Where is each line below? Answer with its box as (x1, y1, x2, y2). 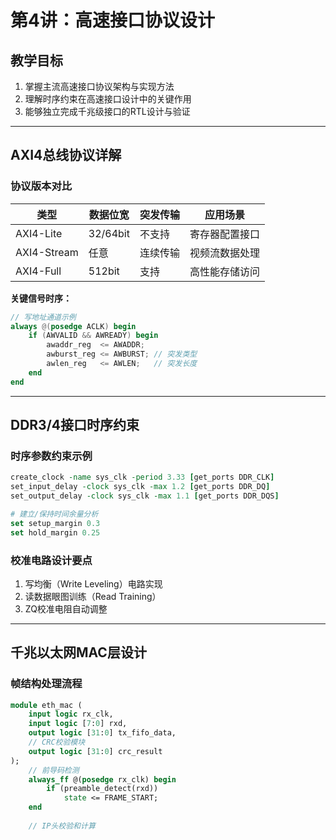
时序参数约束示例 (10, 449, 93, 463)
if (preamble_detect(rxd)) (46, 784, 159, 794)
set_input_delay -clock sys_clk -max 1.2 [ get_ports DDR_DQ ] (10, 482, 271, 492)
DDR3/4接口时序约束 (10, 417, 140, 434)
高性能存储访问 (189, 264, 260, 278)
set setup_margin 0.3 (10, 518, 101, 528)
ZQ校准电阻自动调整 (24, 602, 108, 615)
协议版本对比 (10, 179, 73, 193)
